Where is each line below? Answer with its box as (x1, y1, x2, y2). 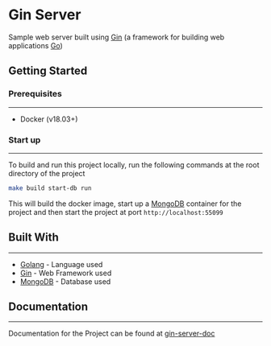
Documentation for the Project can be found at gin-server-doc (8, 328, 215, 339)
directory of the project (8, 168, 85, 178)
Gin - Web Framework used (19, 268, 112, 278)
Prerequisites (8, 89, 62, 100)
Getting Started (8, 64, 88, 78)
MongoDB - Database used (19, 276, 111, 286)
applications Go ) (8, 40, 63, 50)
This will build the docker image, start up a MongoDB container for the (8, 199, 242, 208)
